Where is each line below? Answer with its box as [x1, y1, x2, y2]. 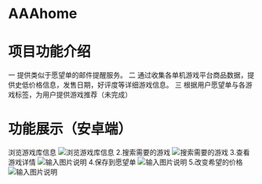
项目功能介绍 [8, 43, 92, 61]
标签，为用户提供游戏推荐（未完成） [14, 90, 132, 99]
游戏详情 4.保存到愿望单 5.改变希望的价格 [8, 157, 243, 167]
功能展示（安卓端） [8, 121, 133, 138]
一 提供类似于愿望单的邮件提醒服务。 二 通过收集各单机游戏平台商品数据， [8, 70, 248, 80]
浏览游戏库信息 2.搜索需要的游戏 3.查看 [8, 148, 250, 157]
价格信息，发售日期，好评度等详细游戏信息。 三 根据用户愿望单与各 [28, 80, 246, 90]
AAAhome [8, 5, 78, 23]
